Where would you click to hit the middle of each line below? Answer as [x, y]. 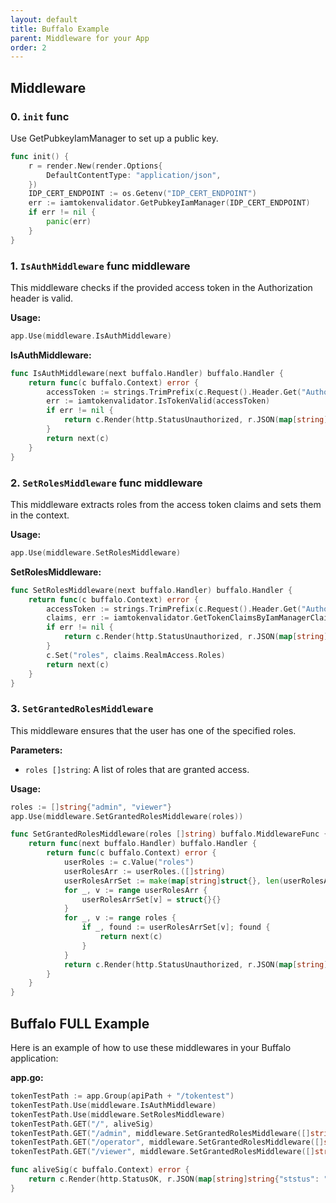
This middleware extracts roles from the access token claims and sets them [166, 504]
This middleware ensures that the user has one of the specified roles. [153, 730]
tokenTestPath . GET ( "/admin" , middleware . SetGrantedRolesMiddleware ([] [160, 1133]
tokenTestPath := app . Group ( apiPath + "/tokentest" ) [122, 1096]
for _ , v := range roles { [120, 918]
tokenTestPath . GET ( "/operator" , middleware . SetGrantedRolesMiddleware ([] [167, 1142]
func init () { [40, 156]
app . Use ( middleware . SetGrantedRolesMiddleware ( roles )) [127, 816]
